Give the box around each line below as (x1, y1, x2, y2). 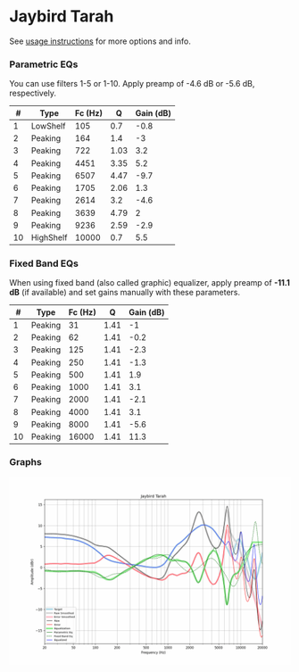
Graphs (9, 456, 42, 469)
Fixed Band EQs (9, 257, 79, 270)
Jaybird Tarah (9, 6, 114, 27)
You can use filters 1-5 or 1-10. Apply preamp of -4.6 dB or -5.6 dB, (9, 79, 255, 89)
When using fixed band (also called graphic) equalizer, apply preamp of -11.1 (9, 278, 290, 288)
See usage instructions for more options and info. (9, 36, 192, 46)
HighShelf (30, 232, 68, 243)
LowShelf (30, 120, 66, 131)
